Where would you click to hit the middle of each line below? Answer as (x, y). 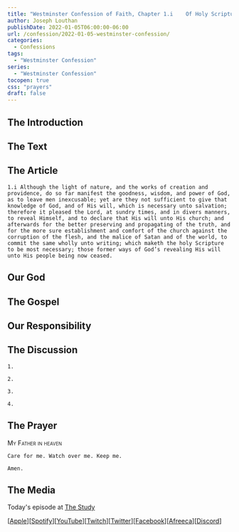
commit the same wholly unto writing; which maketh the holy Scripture (116, 243)
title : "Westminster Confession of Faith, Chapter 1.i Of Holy (108, 14)
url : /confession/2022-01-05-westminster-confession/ (89, 34)
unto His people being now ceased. (60, 256)
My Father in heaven (35, 443)
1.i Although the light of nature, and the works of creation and (108, 187)
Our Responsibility (49, 326)
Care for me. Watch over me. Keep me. (65, 456)
